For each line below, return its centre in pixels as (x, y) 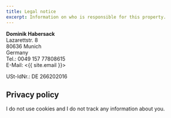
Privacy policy (33, 95)
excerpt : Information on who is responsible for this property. (86, 17)
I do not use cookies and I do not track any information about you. (85, 109)
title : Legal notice (31, 11)
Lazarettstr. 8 (22, 40)
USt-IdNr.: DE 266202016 (37, 76)
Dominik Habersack (30, 33)
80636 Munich (24, 46)
